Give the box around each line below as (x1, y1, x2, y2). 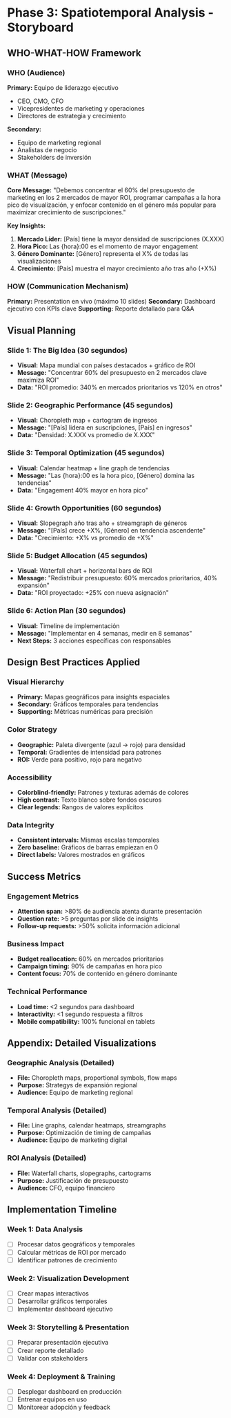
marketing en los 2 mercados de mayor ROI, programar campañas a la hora (7, 194, 221, 202)
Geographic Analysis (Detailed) (7, 1058, 115, 1067)
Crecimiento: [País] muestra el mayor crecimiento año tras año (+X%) (17, 264, 217, 273)
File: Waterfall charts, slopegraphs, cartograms (17, 1169, 152, 1177)
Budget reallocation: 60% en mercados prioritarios (17, 955, 164, 963)
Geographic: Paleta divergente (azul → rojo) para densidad (17, 740, 186, 748)
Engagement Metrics (7, 891, 79, 901)
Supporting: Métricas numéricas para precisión (17, 708, 153, 716)
